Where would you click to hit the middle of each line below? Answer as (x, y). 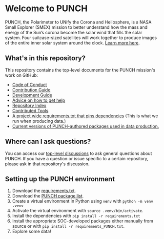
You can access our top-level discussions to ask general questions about (79, 153)
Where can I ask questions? (48, 141)
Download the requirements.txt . (44, 191)
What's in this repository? (45, 58)
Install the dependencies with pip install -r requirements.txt (76, 216)
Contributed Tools (30, 110)
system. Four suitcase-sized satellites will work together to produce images (81, 38)
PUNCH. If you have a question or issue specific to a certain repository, (77, 158)
